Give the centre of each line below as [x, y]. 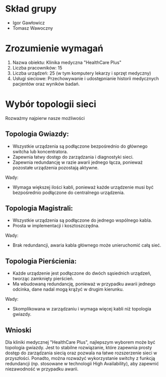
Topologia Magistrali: [39, 208]
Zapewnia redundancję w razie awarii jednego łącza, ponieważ [78, 162]
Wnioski [18, 330]
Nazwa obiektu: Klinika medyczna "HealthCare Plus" [67, 62]
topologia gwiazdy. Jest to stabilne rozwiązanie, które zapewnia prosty [79, 348]
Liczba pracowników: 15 [37, 68]
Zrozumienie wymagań [54, 49]
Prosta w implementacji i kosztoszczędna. [56, 226]
